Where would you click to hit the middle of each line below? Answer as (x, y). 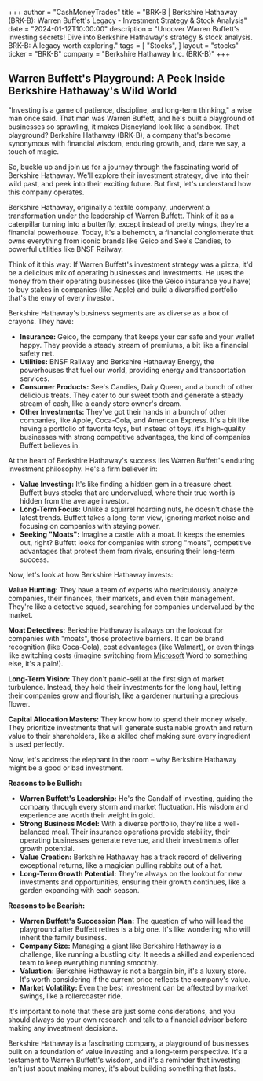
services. (34, 378)
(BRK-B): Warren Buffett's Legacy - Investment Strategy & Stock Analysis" (128, 20)
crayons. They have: (41, 321)
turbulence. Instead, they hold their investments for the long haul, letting (125, 687)
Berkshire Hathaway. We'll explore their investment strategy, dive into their (129, 175)
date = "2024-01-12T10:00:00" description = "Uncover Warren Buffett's (124, 29)
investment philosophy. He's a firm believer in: (83, 469)
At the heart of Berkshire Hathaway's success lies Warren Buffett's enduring (131, 460)
